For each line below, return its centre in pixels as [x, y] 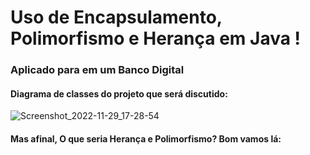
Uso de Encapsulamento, [116, 17]
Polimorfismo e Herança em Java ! [156, 38]
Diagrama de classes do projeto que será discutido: [119, 93]
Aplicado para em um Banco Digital [97, 70]
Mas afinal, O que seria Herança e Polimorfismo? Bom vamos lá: [146, 138]
